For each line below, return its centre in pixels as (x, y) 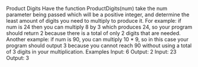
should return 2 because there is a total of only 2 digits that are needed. (94, 33)
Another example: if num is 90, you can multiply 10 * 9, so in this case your (98, 39)
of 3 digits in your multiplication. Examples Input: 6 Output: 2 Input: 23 (91, 52)
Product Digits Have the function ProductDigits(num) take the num (87, 8)
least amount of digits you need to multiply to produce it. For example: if (94, 21)
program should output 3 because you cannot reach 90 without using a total (99, 45)
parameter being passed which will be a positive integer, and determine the (98, 15)
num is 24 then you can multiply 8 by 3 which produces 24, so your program (99, 27)
